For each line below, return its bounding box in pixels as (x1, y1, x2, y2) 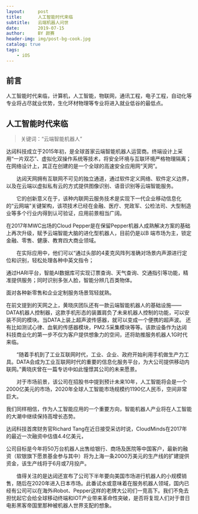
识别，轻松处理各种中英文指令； (16, 257, 94, 264)
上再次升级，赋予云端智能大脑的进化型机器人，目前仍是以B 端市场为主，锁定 (6, 230, 192, 237)
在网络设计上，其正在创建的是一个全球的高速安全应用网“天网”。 (6, 163, 161, 170)
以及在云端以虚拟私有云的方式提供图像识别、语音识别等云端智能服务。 (6, 183, 177, 190)
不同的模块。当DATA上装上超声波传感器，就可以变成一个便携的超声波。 (11, 316, 184, 324)
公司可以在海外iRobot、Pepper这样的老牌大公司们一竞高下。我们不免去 (16, 487, 189, 495)
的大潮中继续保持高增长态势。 (6, 413, 78, 420)
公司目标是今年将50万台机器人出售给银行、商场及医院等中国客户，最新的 (6, 445, 183, 452)
